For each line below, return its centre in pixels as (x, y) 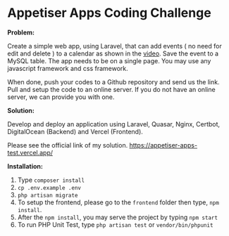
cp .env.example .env (49, 188)
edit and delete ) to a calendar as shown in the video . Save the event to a (113, 53)
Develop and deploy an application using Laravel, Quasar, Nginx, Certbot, (114, 124)
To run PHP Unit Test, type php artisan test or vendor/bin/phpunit (115, 224)
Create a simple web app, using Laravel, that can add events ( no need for (114, 46)
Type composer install (51, 180)
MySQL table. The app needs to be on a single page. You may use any (109, 60)
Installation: (25, 166)
